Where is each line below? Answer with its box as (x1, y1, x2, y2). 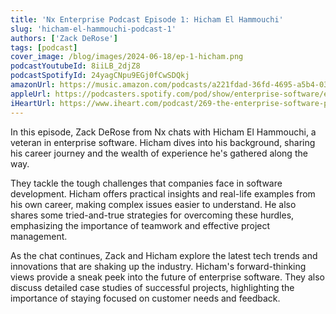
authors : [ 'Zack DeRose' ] (10, 33, 118, 43)
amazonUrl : (10, 80, 56, 90)
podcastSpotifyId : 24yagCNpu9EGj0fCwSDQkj (10, 71, 190, 81)
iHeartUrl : (10, 98, 56, 108)
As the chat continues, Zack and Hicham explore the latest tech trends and (10, 249, 318, 261)
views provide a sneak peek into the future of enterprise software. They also (10, 271, 325, 283)
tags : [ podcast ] (10, 42, 78, 53)
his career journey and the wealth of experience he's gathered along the (10, 147, 308, 159)
